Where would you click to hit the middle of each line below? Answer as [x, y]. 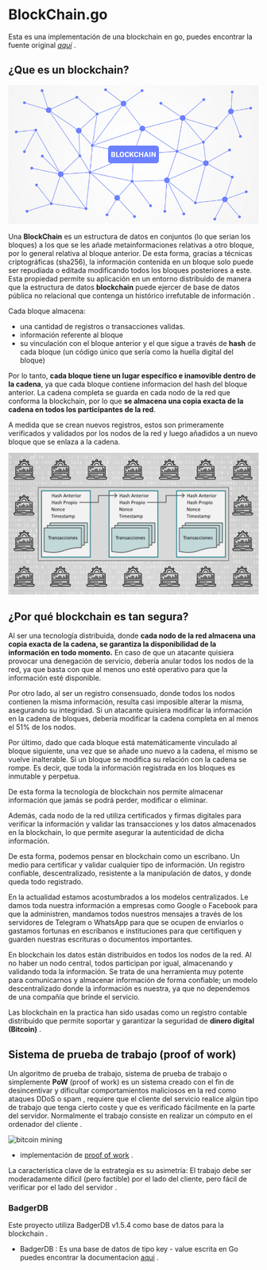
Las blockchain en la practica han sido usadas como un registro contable [128, 1012]
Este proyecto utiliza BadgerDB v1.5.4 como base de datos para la [116, 1225]
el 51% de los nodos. [43, 727]
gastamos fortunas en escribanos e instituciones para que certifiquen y [125, 931]
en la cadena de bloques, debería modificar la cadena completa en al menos [133, 719]
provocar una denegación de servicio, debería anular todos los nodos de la [131, 661]
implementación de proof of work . [76, 1155]
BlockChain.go [58, 15]
